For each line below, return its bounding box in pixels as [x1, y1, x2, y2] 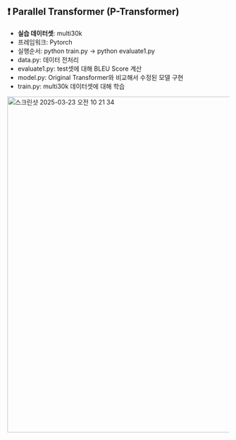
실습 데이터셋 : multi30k [17, 29, 82, 37]
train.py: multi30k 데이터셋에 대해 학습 [17, 82, 125, 90]
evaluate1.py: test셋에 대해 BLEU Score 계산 [17, 64, 142, 73]
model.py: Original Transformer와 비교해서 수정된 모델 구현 [17, 73, 184, 81]
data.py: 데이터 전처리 [17, 55, 80, 64]
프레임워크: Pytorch [17, 37, 73, 46]
